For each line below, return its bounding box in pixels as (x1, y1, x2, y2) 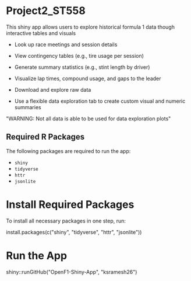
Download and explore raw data (14, 86, 91, 93)
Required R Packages (6, 132, 85, 142)
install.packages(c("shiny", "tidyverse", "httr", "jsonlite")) (6, 228, 142, 235)
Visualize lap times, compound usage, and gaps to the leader (14, 75, 161, 82)
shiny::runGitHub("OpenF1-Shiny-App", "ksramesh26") (6, 268, 137, 275)
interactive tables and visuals (6, 29, 76, 36)
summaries (14, 103, 42, 110)
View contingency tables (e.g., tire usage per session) (14, 52, 144, 59)
